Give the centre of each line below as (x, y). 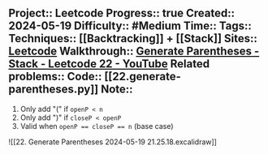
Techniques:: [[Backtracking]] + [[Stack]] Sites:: (133, 38)
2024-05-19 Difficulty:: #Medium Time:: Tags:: (130, 26)
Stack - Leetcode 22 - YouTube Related (109, 64)
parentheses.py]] (54, 90)
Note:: (117, 90)
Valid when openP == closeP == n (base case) (97, 126)
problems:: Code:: (55, 77)
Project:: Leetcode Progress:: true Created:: (122, 13)
